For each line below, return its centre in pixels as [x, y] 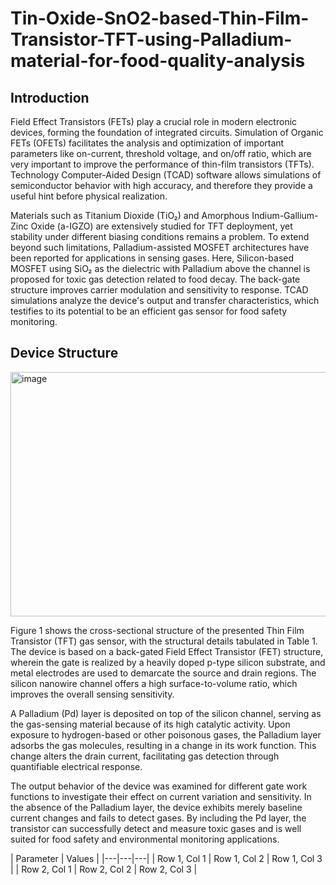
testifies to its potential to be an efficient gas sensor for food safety [149, 311]
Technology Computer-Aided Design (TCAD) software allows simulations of [166, 175]
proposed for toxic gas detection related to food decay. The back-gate [155, 279]
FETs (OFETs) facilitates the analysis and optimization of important [147, 143]
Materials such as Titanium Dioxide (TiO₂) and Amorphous [130, 215]
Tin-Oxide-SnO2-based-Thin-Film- [160, 18]
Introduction [50, 97]
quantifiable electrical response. [76, 766]
